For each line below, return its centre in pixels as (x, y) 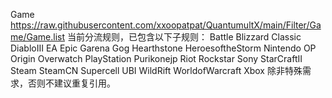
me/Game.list (37, 37)
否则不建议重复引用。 (71, 83)
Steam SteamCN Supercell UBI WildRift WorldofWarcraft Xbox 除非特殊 (156, 70)
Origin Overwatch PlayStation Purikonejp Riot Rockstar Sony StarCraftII (156, 58)
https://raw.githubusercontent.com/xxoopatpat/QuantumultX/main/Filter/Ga (166, 25)
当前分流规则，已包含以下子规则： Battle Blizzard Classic (184, 37)
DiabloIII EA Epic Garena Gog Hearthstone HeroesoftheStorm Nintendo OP (163, 48)
